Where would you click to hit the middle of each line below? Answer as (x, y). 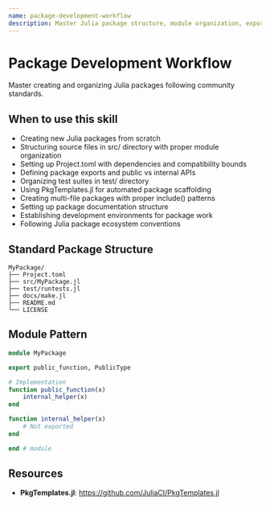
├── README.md (32, 303)
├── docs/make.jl (37, 296)
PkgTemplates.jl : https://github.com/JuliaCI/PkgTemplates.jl (119, 493)
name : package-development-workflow (70, 16)
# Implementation (37, 382)
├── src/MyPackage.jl (45, 282)
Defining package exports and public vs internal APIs (108, 173)
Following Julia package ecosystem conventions (100, 224)
